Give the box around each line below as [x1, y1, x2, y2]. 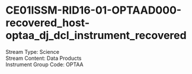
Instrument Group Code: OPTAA [5, 60, 84, 68]
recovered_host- [5, 16, 90, 30]
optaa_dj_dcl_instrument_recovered [5, 29, 187, 42]
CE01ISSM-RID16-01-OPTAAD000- [5, 4, 182, 17]
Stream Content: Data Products [5, 54, 82, 62]
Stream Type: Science [5, 48, 60, 55]
